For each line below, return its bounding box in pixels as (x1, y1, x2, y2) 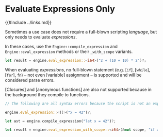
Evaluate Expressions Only (5, 3, 115, 15)
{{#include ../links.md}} (5, 19, 52, 25)
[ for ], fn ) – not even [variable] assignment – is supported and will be (5, 72, 142, 78)
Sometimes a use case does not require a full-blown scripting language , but (5, 29, 157, 34)
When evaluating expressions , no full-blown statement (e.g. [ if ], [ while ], (5, 67, 150, 72)
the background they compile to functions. (5, 91, 90, 98)
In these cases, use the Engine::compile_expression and (5, 43, 118, 49)
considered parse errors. (5, 77, 55, 83)
